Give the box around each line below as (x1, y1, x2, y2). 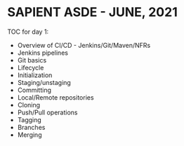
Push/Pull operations (17, 108, 78, 117)
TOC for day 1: (7, 27, 49, 36)
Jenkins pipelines (17, 48, 69, 57)
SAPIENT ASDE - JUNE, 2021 (7, 4, 178, 20)
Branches (17, 123, 46, 131)
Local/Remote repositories (17, 93, 94, 102)
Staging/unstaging (17, 78, 72, 86)
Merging (17, 131, 42, 139)
